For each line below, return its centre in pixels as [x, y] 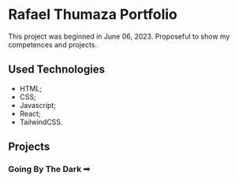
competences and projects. [52, 44]
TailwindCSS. [41, 122]
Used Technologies [56, 70]
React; [30, 113]
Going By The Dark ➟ [49, 169]
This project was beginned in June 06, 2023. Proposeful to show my [119, 36]
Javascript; [38, 105]
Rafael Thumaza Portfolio [93, 15]
